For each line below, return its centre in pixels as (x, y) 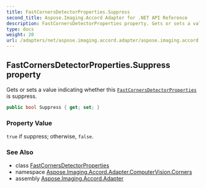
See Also (20, 152)
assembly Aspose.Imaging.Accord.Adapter (69, 179)
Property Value (29, 123)
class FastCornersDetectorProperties (62, 165)
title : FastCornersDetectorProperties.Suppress (68, 12)
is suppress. (22, 96)
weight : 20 (20, 35)
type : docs (20, 29)
